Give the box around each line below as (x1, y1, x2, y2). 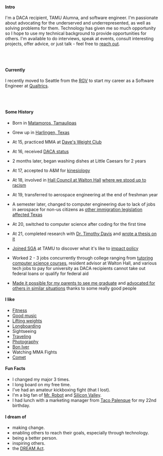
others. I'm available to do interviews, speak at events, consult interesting (5, 36, 154, 42)
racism (12, 182, 26, 188)
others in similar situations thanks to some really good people (12, 285, 136, 291)
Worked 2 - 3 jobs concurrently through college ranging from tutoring (12, 255, 153, 261)
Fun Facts (5, 366, 26, 372)
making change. (12, 425, 45, 430)
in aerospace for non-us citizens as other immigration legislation (12, 206, 143, 212)
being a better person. (12, 435, 57, 441)
